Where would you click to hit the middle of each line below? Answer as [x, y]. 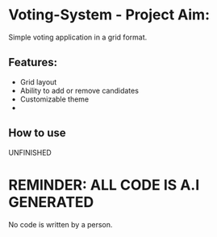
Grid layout [38, 81]
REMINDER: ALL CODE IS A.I [104, 185]
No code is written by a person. [61, 224]
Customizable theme [54, 99]
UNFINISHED [30, 152]
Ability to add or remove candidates [79, 90]
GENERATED [51, 202]
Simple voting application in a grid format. [78, 37]
